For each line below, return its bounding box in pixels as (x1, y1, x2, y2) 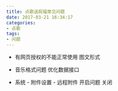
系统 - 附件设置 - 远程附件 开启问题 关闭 (14, 79, 113, 86)
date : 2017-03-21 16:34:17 (6, 14, 73, 20)
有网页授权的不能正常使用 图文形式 (14, 54, 100, 60)
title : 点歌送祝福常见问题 (6, 8, 66, 15)
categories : (6, 20, 36, 26)
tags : (6, 31, 20, 37)
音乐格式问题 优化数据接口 (14, 66, 79, 73)
